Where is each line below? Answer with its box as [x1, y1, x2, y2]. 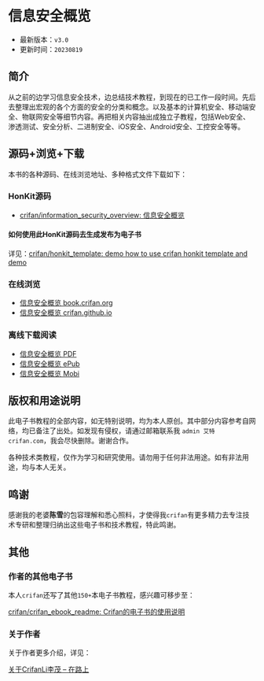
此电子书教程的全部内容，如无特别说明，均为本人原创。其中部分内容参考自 [8, 416, 249, 426]
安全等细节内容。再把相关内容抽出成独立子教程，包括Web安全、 [42, 112, 250, 121]
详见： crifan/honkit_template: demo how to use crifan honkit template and [8, 249, 248, 258]
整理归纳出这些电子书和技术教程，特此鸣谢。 [35, 520, 181, 530]
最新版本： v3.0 [19, 35, 69, 44]
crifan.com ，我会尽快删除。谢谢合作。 [8, 436, 134, 446]
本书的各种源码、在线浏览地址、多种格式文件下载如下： [8, 169, 187, 179]
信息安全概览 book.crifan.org [19, 298, 113, 308]
